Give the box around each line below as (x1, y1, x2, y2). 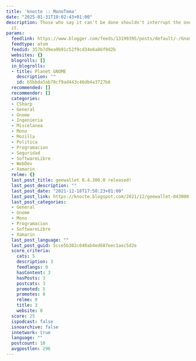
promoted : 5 (16, 286, 45, 292)
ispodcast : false (11, 318, 54, 325)
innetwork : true (11, 329, 51, 335)
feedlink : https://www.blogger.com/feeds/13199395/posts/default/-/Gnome (11, 36, 194, 42)
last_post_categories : (11, 199, 66, 205)
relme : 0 (16, 297, 38, 303)
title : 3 (16, 302, 38, 308)
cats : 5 (16, 253, 35, 259)
